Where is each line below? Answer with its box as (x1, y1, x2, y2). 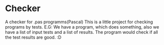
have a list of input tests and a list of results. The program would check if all (5, 29, 158, 35)
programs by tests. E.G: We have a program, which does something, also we (5, 24, 160, 30)
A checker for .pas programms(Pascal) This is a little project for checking (5, 19, 153, 25)
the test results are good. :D (5, 34, 61, 40)
